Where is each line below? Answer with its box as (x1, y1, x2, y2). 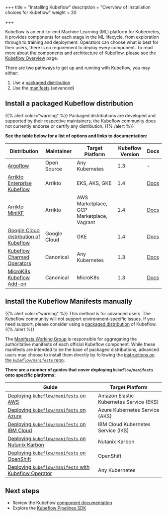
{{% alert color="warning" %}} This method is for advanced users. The (5, 310, 151, 316)
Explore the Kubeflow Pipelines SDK (12, 505, 86, 511)
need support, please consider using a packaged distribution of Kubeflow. (5, 321, 157, 327)
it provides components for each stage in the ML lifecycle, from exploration (5, 34, 159, 40)
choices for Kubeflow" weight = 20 (5, 9, 77, 15)
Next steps (5, 487, 40, 495)
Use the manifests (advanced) (12, 85, 75, 91)
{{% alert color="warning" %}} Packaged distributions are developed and (5, 112, 156, 118)
